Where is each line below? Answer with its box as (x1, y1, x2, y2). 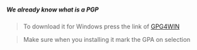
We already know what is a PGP (6, 5, 99, 14)
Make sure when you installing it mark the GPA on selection (23, 35, 191, 43)
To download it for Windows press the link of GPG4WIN (23, 22, 180, 30)
